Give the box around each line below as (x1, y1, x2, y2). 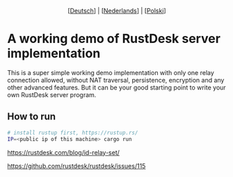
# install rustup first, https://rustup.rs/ (7, 129, 138, 136)
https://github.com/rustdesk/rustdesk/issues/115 (7, 162, 146, 170)
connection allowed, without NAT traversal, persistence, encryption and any (7, 76, 225, 84)
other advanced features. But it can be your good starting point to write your (7, 83, 226, 92)
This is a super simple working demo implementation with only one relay (7, 68, 214, 76)
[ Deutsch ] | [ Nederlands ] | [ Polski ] (67, 7, 166, 15)
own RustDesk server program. (7, 90, 97, 99)
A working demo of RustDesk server (7, 31, 221, 47)
